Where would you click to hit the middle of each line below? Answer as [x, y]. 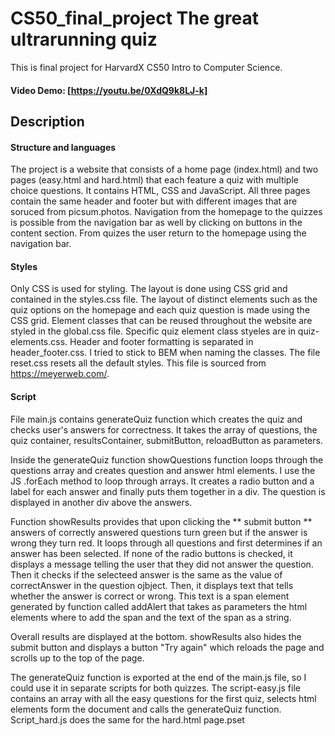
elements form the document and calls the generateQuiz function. [146, 709]
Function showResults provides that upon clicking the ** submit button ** [161, 521]
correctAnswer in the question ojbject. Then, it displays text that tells [152, 585]
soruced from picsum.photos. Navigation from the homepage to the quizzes [166, 212]
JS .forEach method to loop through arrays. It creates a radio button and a [162, 481]
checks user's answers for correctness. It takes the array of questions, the [164, 429]
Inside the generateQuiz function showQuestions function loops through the [167, 459]
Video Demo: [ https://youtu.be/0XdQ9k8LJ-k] [109, 90]
